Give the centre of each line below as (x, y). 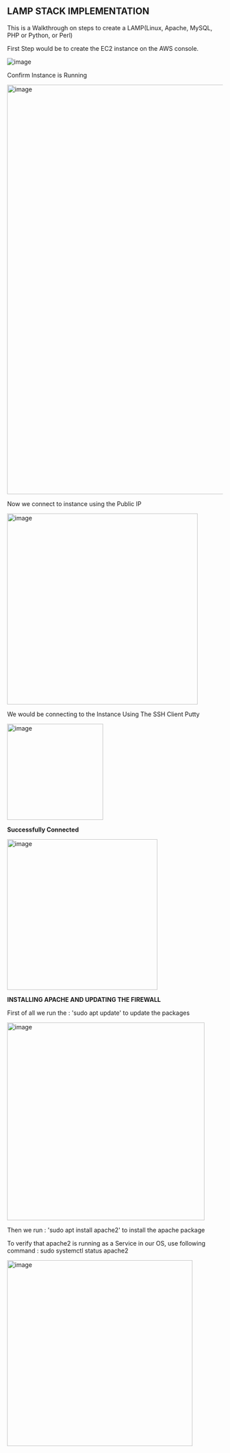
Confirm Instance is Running (47, 75)
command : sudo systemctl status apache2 (68, 1250)
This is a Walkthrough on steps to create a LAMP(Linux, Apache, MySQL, (110, 27)
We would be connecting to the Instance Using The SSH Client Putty (103, 714)
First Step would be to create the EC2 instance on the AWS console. (103, 48)
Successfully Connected (43, 830)
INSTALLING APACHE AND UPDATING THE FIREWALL (84, 999)
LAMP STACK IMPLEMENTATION (78, 11)
